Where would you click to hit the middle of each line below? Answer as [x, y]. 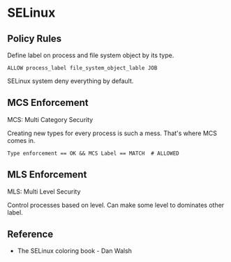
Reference [30, 234]
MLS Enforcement [47, 175]
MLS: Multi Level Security [44, 191]
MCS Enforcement [48, 103]
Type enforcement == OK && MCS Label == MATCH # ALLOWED [93, 153]
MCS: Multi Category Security [50, 119]
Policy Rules [35, 39]
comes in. [21, 140]
